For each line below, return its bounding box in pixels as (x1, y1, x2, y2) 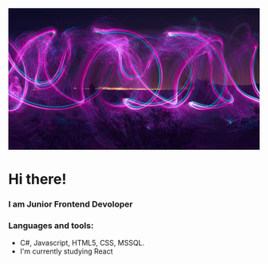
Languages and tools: (8, 219, 94, 231)
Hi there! (8, 170, 67, 188)
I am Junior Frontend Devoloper (8, 199, 133, 210)
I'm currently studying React (19, 246, 113, 256)
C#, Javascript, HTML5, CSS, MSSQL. (19, 238, 145, 247)
